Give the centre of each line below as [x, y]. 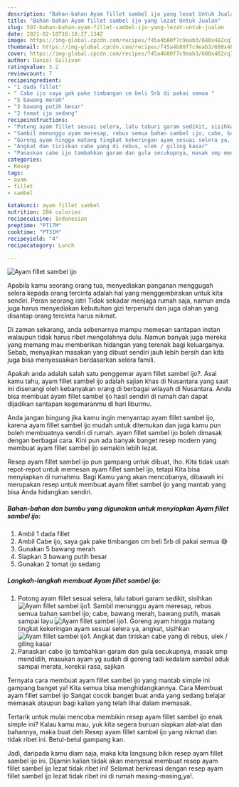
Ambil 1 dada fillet [43, 534]
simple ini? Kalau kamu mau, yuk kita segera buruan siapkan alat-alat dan [115, 724]
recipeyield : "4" [33, 239]
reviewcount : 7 [30, 73]
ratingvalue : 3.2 [33, 67]
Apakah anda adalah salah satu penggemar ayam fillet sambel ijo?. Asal [112, 374]
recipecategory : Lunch [41, 245]
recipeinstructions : [38, 120]
